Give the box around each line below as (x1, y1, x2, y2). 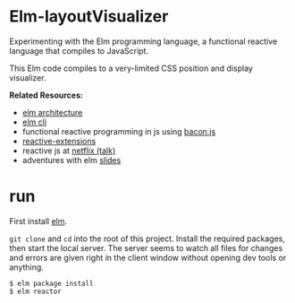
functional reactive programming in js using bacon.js (21, 126, 216, 136)
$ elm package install (9, 279, 94, 288)
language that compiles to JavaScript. (9, 45, 149, 56)
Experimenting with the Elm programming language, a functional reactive (9, 36, 278, 47)
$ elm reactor (9, 287, 63, 296)
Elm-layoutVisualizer (9, 6, 169, 27)
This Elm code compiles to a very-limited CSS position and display (9, 63, 253, 74)
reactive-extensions (21, 135, 97, 146)
